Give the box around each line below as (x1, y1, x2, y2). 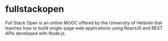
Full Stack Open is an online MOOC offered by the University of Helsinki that (5, 20, 162, 26)
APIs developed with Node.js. (5, 30, 66, 36)
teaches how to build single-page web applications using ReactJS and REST (5, 25, 163, 31)
